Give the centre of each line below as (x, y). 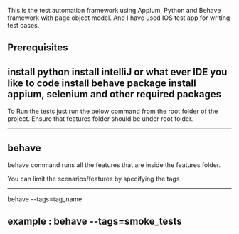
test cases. (23, 25)
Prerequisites (38, 48)
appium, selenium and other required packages (115, 94)
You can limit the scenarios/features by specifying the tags (94, 179)
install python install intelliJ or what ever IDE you (117, 71)
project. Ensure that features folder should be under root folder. (100, 119)
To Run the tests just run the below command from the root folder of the (113, 111)
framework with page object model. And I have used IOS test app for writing (119, 18)
